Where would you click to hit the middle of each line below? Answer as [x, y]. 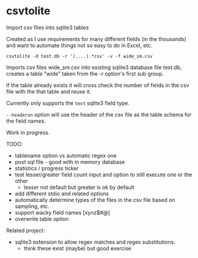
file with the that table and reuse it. [49, 91]
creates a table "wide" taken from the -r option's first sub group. [85, 73]
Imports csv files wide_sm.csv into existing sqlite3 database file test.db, [94, 67]
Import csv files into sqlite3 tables [48, 27]
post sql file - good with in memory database [70, 161]
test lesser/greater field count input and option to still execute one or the [103, 175]
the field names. [26, 121]
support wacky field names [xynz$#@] [62, 212]
